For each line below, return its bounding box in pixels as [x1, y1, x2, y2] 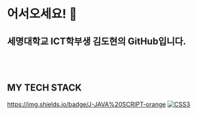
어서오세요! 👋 [7, 6, 77, 22]
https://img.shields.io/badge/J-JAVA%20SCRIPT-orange [7, 100, 166, 108]
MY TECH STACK [7, 82, 82, 94]
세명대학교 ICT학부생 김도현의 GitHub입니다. [7, 35, 187, 47]
